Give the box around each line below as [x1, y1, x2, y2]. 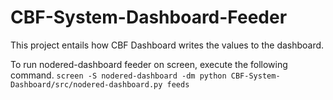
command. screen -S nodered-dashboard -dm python [10, 69, 227, 81]
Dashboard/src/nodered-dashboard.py [10, 79, 163, 90]
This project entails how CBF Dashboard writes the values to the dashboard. [10, 39, 325, 51]
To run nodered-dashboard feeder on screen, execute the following [10, 58, 288, 70]
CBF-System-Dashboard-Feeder [10, 6, 288, 29]
